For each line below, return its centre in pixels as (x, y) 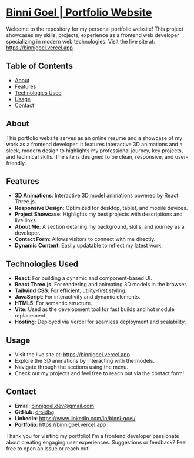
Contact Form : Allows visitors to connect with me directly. (85, 239)
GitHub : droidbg (34, 412)
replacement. (31, 316)
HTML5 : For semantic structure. (53, 303)
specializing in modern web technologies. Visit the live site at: (81, 41)
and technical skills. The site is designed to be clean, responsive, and (90, 156)
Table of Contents (40, 66)
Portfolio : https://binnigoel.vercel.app (60, 424)
